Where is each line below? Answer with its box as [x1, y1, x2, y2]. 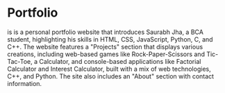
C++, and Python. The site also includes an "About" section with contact [7, 71, 214, 81]
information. [7, 79, 42, 87]
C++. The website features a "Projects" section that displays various [7, 42, 203, 51]
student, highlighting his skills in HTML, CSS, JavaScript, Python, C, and [7, 35, 213, 43]
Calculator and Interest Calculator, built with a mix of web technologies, [7, 65, 211, 73]
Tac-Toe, [7, 57, 33, 65]
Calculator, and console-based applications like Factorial [39, 57, 201, 65]
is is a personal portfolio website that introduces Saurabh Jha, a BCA [7, 28, 203, 36]
